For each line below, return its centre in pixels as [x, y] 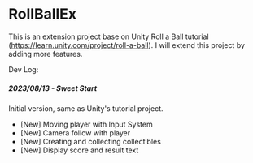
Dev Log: [24, 69]
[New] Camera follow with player [75, 133]
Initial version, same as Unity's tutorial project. [86, 108]
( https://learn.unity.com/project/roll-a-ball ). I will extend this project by [127, 45]
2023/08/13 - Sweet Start [53, 88]
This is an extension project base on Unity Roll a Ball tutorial [109, 36]
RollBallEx [43, 14]
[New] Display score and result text [79, 150]
